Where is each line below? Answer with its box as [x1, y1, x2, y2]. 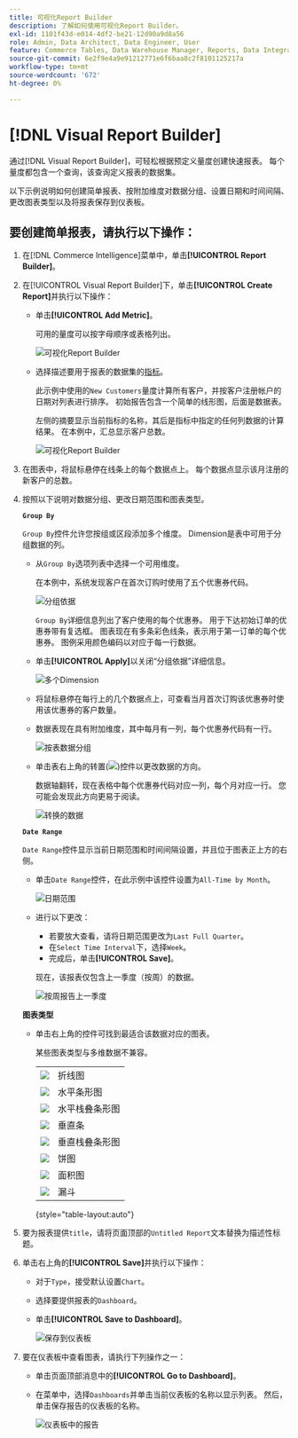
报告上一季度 [59, 991, 107, 1002]
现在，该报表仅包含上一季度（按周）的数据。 [35, 972, 200, 983]
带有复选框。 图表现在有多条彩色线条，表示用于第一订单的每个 [51, 626, 279, 637]
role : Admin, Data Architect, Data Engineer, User [9, 37, 200, 47]
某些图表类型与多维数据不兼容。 [35, 1048, 153, 1058]
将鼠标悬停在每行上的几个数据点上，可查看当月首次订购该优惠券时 [35, 694, 277, 704]
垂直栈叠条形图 [57, 1136, 121, 1149]
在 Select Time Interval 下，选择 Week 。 [48, 942, 192, 953]
